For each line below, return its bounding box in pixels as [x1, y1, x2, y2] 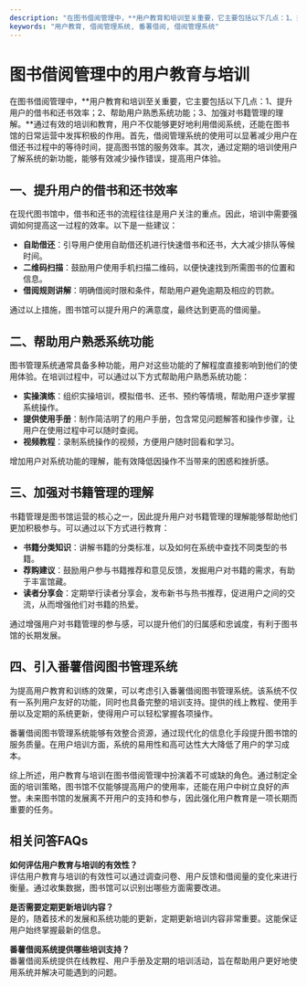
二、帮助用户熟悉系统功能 [9, 334, 153, 349]
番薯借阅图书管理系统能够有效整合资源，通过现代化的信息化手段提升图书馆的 [9, 727, 298, 738]
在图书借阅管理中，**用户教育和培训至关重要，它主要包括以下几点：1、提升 [9, 96, 293, 107]
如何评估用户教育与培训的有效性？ [9, 859, 138, 870]
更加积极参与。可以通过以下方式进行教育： [9, 522, 170, 533]
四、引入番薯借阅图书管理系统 [9, 659, 178, 674]
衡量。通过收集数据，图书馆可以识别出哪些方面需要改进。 [9, 882, 226, 893]
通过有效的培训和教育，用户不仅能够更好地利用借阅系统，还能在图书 [33, 119, 291, 130]
